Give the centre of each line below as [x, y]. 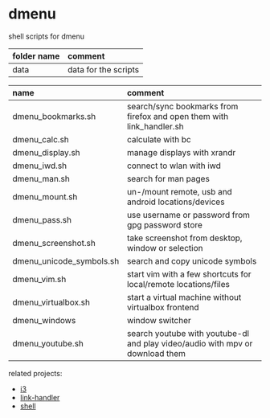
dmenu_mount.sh [45, 196]
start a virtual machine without [184, 297]
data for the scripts [103, 69]
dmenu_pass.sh [42, 219]
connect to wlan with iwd [174, 166]
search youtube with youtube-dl [188, 333]
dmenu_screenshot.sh [54, 243]
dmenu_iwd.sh [40, 166]
